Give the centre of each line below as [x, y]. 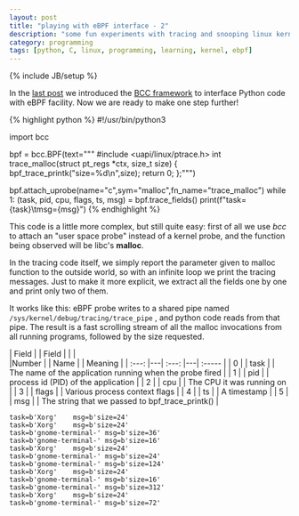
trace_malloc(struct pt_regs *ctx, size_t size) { [93, 164]
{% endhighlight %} [125, 209]
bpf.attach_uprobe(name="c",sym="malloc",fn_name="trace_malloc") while [148, 190]
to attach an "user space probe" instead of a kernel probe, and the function [147, 236]
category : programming [51, 42]
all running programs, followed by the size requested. [107, 337]
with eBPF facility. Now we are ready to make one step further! [124, 102]
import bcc [29, 137]
